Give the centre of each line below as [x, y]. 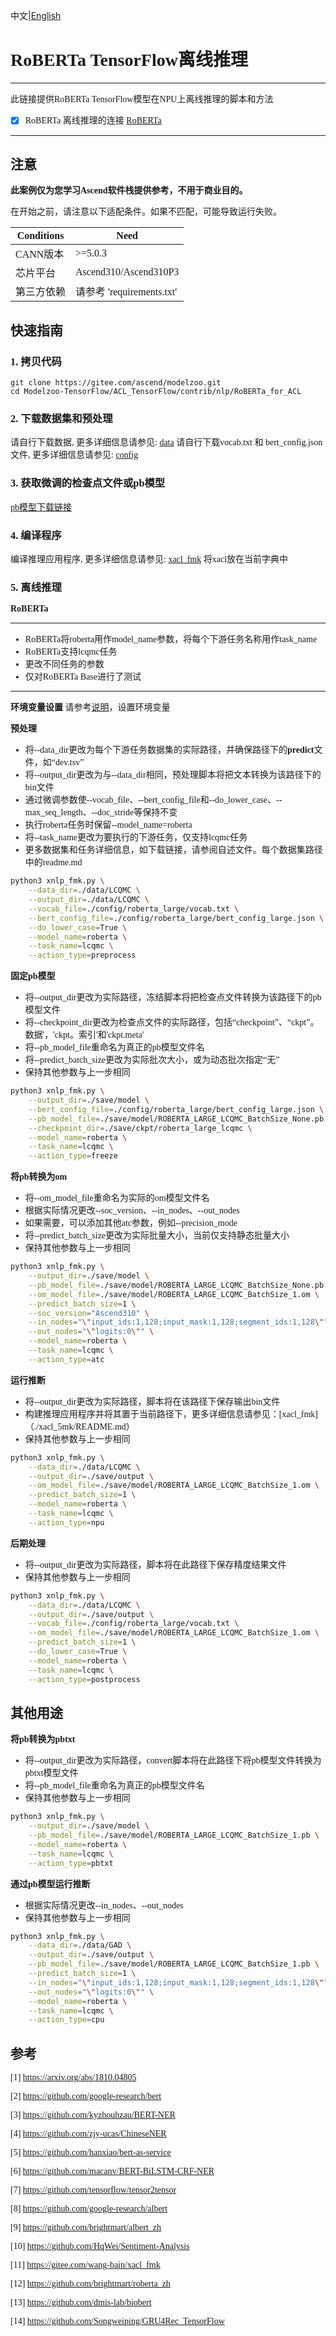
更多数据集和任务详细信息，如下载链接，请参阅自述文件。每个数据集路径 [173, 850]
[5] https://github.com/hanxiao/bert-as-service [91, 2152]
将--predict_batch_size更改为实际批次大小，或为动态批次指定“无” [152, 1060]
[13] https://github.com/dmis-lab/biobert [81, 2302]
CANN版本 [40, 255]
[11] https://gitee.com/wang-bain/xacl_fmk [85, 2265]
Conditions [40, 236]
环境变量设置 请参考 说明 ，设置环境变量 [90, 707]
